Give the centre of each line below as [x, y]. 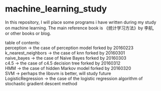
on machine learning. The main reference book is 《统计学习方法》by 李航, [80, 28]
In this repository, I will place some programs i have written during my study [81, 22]
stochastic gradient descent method [41, 83]
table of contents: [23, 42]
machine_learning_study [56, 9]
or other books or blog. [28, 33]
